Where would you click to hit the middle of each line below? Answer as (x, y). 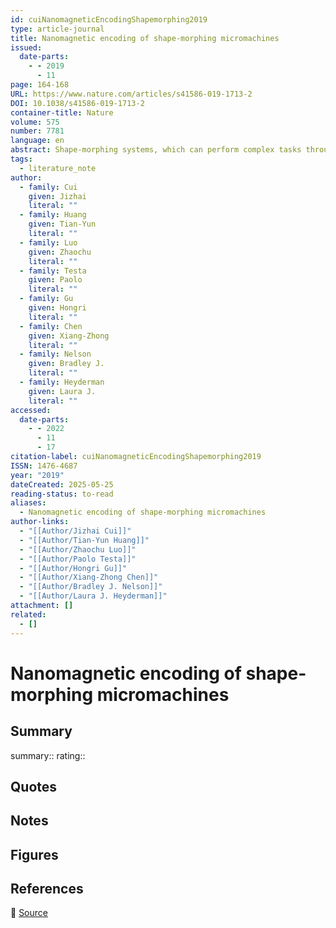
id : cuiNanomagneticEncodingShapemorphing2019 (109, 19)
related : (28, 614)
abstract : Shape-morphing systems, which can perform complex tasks (156, 150)
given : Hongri (57, 308)
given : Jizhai (57, 196)
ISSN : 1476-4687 (44, 466)
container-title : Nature (62, 112)
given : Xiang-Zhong (69, 336)
